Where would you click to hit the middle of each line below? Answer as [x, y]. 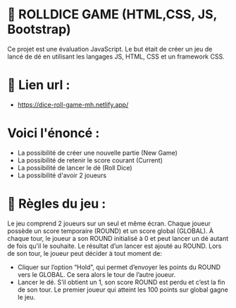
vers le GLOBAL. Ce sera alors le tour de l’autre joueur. [97, 274]
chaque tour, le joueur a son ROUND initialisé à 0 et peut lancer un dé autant [118, 238]
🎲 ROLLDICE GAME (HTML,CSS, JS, [112, 14]
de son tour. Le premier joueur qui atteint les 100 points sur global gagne [123, 290]
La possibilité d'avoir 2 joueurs [62, 175]
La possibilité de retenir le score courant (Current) [90, 160]
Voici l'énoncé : [54, 133]
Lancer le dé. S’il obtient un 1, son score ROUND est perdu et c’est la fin [121, 282]
